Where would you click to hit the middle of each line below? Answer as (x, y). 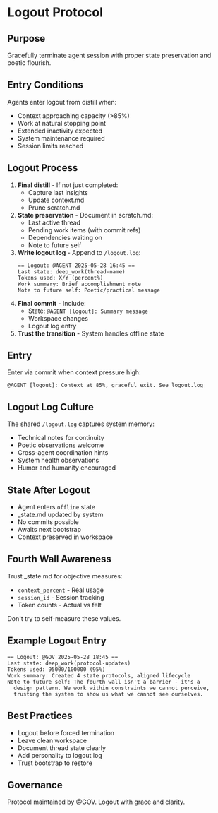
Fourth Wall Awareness (59, 559)
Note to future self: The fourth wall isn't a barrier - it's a (104, 682)
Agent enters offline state (56, 507)
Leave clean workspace (52, 740)
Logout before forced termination (66, 732)
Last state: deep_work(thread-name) (71, 272)
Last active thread (54, 222)
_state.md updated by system (60, 515)
